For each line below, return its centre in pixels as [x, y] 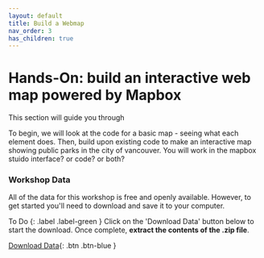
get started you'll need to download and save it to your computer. [117, 206]
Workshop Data [39, 180]
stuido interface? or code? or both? [66, 159]
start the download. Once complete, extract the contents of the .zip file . [129, 230]
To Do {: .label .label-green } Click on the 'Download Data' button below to [132, 222]
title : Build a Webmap [46, 23]
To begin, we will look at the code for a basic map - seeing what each [124, 133]
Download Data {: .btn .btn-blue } [62, 246]
